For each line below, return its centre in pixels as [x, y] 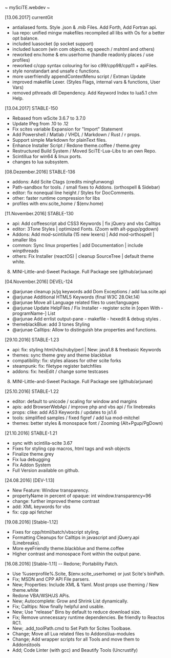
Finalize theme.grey [33, 454]
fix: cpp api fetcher [32, 512]
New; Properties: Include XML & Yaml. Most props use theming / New [85, 585]
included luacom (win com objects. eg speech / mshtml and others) [83, 49]
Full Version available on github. [46, 470]
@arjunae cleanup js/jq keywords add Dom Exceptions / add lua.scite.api [89, 292]
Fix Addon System [31, 465]
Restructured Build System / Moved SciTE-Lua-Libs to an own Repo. [84, 151]
